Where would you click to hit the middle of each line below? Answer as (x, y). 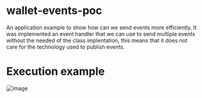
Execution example (56, 72)
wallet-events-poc (54, 11)
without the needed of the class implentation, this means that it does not (97, 40)
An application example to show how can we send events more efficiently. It (102, 27)
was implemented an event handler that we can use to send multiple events (101, 33)
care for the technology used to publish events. (65, 47)
